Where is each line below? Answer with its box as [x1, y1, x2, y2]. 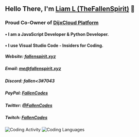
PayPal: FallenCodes [5, 90, 48, 96]
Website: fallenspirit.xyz [5, 54, 56, 60]
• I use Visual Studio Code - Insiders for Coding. [5, 42, 104, 48]
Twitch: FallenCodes [5, 114, 48, 120]
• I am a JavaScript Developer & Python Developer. [5, 31, 109, 37]
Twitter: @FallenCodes [5, 102, 52, 108]
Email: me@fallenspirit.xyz [5, 66, 62, 72]
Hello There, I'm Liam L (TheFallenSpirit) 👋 [5, 5, 135, 13]
